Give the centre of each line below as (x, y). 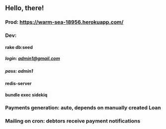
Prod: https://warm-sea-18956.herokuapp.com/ (64, 22)
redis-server (18, 84)
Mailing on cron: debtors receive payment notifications (73, 121)
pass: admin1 (19, 71)
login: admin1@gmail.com (33, 58)
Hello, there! (25, 8)
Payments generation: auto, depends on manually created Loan (83, 107)
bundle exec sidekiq (26, 95)
